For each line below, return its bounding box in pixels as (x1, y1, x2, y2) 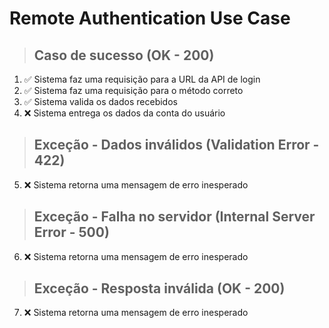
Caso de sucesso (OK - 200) (33, 47, 215, 64)
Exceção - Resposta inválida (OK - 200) (33, 280, 286, 297)
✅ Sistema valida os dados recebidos (23, 96, 178, 107)
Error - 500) (33, 224, 110, 241)
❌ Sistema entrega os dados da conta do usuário (23, 107, 226, 119)
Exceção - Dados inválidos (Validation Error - (33, 137, 320, 154)
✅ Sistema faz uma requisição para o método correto (23, 85, 244, 96)
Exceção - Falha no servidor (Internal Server (33, 208, 316, 226)
